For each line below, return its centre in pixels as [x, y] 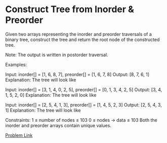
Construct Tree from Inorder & [70, 9]
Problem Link [19, 135]
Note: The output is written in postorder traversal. [57, 55]
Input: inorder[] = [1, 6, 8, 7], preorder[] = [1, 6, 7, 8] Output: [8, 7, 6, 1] [77, 74]
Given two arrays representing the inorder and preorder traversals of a [78, 34]
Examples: [16, 64]
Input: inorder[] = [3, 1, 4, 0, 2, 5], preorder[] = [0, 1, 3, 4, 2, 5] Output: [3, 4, [84, 89]
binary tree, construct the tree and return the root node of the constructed [82, 40]
